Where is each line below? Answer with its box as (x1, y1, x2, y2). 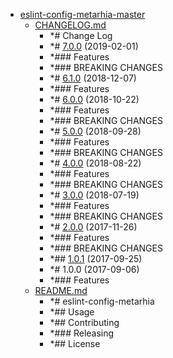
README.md (34, 285, 88, 296)
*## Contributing (49, 317, 120, 328)
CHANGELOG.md (34, 19, 107, 31)
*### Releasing (49, 327, 115, 339)
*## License (49, 338, 101, 349)
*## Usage (49, 306, 95, 318)
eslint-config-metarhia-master (19, 9, 146, 20)
